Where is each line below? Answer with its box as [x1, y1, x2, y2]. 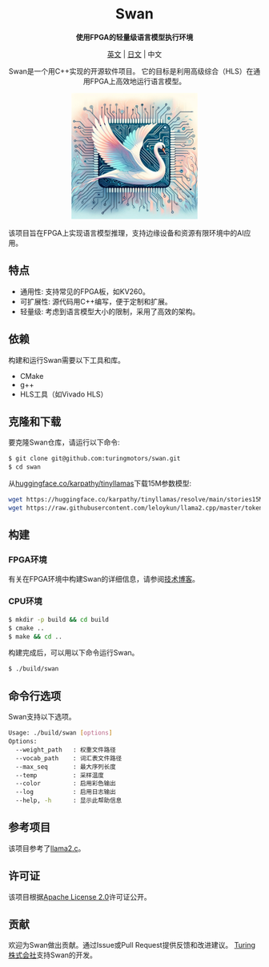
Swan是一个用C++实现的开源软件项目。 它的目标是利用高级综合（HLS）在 [8, 66, 254, 76]
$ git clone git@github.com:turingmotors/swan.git [8, 454, 181, 463]
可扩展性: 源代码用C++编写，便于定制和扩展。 [19, 296, 172, 306]
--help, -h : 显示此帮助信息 [15, 796, 122, 805]
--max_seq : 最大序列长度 [15, 763, 116, 771]
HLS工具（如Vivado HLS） [19, 389, 108, 399]
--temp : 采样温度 [15, 771, 104, 780]
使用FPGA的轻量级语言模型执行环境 [75, 32, 194, 42]
